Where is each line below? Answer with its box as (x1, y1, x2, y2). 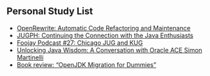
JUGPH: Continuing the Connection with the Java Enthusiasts (16, 31, 193, 39)
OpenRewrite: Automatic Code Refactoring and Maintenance (16, 23, 191, 32)
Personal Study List (6, 6, 93, 17)
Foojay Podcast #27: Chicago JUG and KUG (16, 38, 144, 47)
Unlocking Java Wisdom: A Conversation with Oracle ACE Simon (16, 46, 203, 54)
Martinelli (16, 53, 44, 61)
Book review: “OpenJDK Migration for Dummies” (16, 60, 156, 68)
